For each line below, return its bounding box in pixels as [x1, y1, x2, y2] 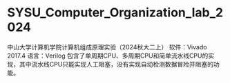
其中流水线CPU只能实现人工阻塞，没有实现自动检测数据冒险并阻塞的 [19, 60, 214, 68]
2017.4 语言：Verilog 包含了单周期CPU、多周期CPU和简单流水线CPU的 [7, 51, 209, 60]
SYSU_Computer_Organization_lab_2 [7, 5, 223, 21]
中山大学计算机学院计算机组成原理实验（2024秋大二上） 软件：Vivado [7, 43, 207, 51]
